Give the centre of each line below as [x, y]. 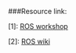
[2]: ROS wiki [29, 41]
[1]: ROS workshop [38, 26]
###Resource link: [38, 11]
